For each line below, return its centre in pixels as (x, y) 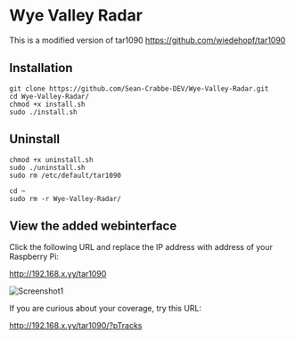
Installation (41, 68)
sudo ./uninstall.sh (48, 167)
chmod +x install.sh (48, 104)
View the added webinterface (93, 226)
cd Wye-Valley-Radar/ (49, 96)
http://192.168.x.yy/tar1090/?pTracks (76, 326)
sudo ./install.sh (43, 112)
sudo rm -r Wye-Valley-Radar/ (66, 198)
